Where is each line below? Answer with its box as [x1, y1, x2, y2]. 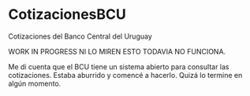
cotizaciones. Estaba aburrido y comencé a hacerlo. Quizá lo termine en [8, 70, 243, 79]
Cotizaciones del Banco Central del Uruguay [8, 31, 152, 41]
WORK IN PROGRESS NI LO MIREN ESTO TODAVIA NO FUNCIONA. [8, 46, 226, 56]
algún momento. [8, 79, 62, 88]
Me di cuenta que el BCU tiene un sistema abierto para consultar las [8, 61, 229, 72]
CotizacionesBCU [8, 6, 126, 24]
